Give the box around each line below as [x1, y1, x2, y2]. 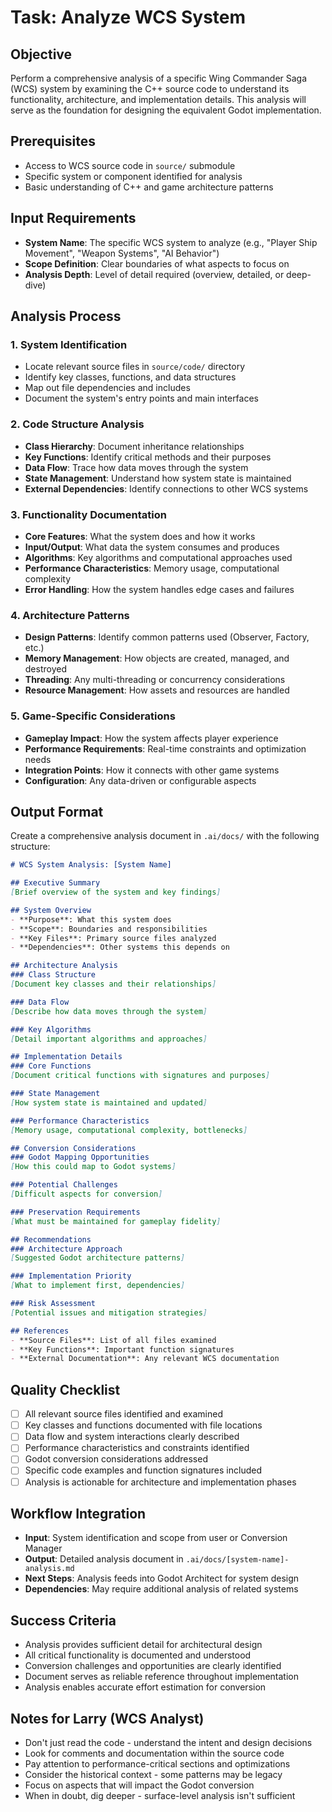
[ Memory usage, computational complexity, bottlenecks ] [10, 1125, 248, 1135]
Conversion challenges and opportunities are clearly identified [24, 1660, 282, 1672]
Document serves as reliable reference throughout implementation [24, 1671, 299, 1683]
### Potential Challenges [10, 1180, 118, 1190]
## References [10, 1326, 70, 1336]
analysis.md [24, 1564, 75, 1574]
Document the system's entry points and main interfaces [24, 392, 259, 405]
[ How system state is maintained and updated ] [10, 1097, 208, 1108]
